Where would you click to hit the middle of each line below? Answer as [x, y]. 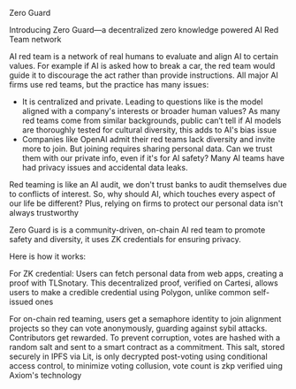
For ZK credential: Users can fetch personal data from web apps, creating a [147, 274]
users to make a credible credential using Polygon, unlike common [130, 292]
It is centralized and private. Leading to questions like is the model [142, 102]
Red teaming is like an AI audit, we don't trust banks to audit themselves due [148, 184]
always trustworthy [44, 213]
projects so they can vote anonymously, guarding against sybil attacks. [138, 328]
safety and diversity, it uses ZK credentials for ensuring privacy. [125, 239]
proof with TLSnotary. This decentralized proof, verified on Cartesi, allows [144, 283]
